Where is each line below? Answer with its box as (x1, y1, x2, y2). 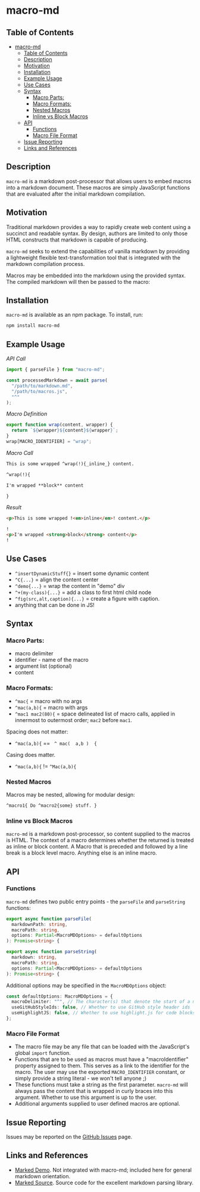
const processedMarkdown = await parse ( (6, 377, 108, 383)
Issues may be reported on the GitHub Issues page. (6, 1134, 133, 1141)
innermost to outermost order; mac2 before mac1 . (14, 716, 132, 723)
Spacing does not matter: (6, 728, 68, 735)
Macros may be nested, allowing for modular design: (6, 791, 135, 798)
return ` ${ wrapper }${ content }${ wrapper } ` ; (11, 428, 118, 434)
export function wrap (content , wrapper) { (6, 422, 113, 428)
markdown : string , (11, 955, 58, 961)
